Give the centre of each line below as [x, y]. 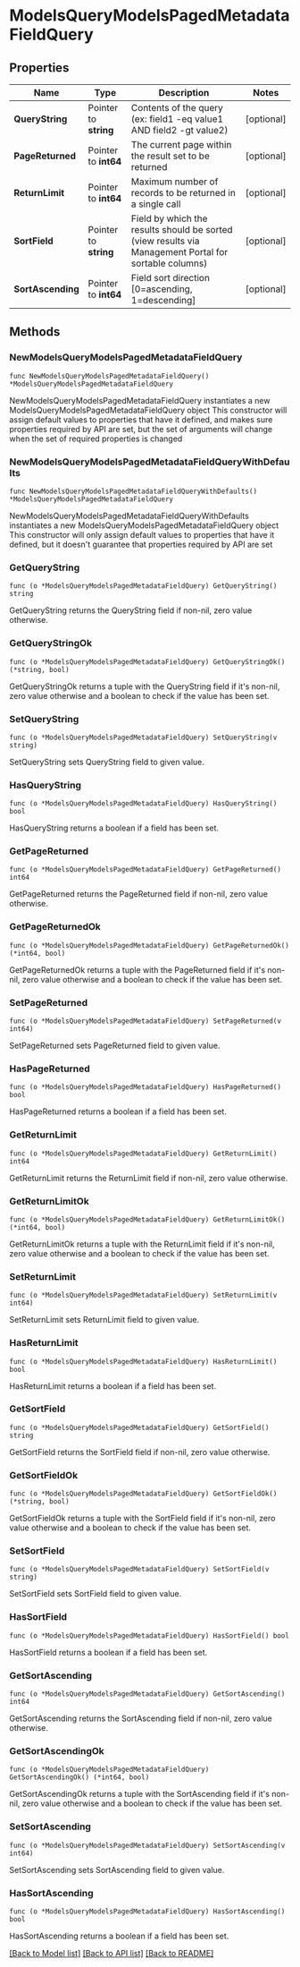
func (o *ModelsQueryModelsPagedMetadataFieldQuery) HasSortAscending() [147, 1912]
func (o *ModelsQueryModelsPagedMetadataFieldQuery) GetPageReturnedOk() [150, 945]
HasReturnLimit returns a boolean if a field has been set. [113, 1386]
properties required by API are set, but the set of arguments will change [141, 429]
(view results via [165, 241]
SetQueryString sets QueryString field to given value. [107, 762]
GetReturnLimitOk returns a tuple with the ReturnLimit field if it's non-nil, [142, 1244]
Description [184, 93]
